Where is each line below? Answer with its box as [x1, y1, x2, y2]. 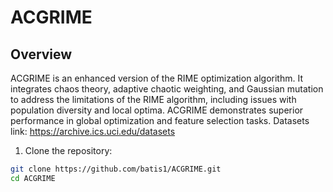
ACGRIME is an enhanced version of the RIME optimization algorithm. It [10, 72, 304, 84]
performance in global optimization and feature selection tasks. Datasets [10, 115, 310, 126]
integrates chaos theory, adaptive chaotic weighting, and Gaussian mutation [10, 83, 324, 95]
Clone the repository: [24, 145, 113, 156]
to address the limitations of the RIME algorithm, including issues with [10, 94, 297, 105]
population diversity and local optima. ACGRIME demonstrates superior [10, 104, 304, 116]
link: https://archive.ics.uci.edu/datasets [10, 126, 176, 137]
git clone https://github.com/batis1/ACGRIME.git [10, 164, 222, 174]
